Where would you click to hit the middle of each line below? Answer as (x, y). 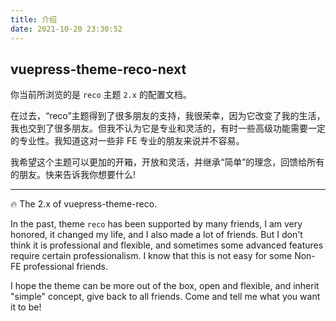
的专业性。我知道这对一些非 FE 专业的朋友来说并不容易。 (127, 141)
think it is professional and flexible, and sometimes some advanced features (167, 245)
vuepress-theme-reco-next (98, 69)
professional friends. (65, 267)
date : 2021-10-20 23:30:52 (66, 29)
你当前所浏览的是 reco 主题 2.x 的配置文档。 (101, 95)
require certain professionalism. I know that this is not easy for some (151, 256)
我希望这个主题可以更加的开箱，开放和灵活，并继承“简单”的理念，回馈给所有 (167, 162)
